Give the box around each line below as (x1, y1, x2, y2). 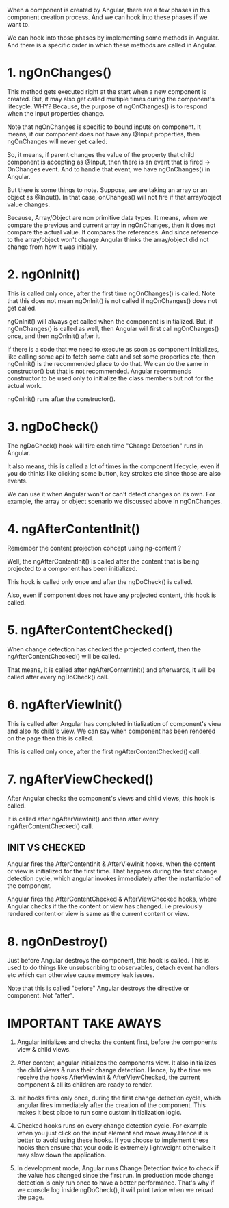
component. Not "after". (7, 991, 75, 1000)
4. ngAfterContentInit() (7, 521, 140, 537)
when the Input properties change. (7, 109, 105, 117)
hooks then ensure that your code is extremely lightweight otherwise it (16, 1144, 216, 1152)
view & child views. (16, 1046, 71, 1054)
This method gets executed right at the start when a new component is (7, 87, 206, 95)
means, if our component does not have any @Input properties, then (7, 130, 200, 138)
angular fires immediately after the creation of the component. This (16, 1101, 206, 1109)
